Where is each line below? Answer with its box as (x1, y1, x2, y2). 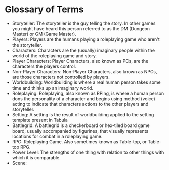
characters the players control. (12, 63, 76, 69)
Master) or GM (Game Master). (12, 31, 76, 37)
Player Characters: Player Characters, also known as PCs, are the (12, 58, 149, 64)
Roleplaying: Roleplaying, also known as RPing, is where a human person (12, 90, 164, 96)
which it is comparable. (12, 154, 61, 160)
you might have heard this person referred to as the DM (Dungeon (12, 25, 150, 31)
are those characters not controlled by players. (12, 74, 110, 80)
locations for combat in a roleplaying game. (12, 133, 103, 139)
